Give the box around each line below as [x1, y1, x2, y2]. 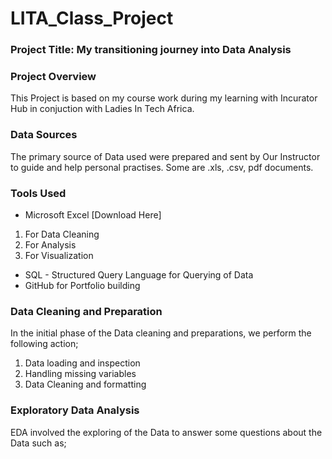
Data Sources [10, 128, 78, 142]
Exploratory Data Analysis [10, 403, 140, 417]
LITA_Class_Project [10, 7, 174, 30]
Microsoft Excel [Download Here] [24, 209, 162, 221]
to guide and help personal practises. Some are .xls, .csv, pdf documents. [10, 161, 314, 173]
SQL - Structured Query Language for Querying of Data [24, 269, 254, 281]
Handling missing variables [24, 368, 137, 380]
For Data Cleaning [24, 228, 100, 240]
